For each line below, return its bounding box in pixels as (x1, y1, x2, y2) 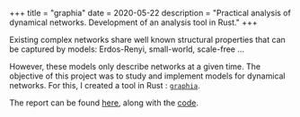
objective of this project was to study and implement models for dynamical (9, 71, 286, 81)
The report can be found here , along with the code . (9, 97, 199, 108)
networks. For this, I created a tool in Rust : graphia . (9, 80, 200, 90)
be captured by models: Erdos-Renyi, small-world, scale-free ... (9, 44, 245, 54)
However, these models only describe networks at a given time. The (9, 62, 261, 71)
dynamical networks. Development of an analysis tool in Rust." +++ (9, 17, 258, 28)
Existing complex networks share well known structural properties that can (9, 35, 286, 45)
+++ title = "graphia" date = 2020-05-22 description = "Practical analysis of (9, 8, 292, 18)
